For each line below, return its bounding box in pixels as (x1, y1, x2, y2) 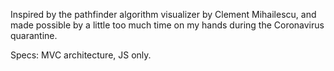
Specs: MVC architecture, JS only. (10, 49, 152, 61)
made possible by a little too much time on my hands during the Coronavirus (10, 19, 325, 31)
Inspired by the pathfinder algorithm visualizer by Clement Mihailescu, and (10, 9, 317, 20)
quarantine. (10, 30, 58, 41)
